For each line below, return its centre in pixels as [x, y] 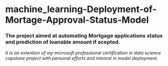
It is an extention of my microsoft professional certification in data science [83, 53]
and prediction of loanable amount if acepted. [63, 42]
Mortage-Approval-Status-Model [77, 20]
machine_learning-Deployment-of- [81, 9]
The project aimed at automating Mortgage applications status [84, 36]
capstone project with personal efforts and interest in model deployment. [82, 58]
